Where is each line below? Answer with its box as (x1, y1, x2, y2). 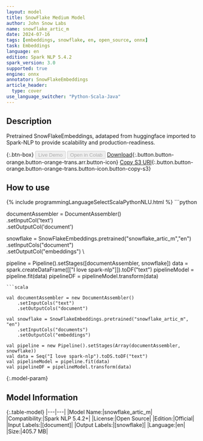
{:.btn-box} (6, 151, 35, 158)
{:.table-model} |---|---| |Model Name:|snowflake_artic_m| (6, 408, 153, 416)
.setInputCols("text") (17, 300, 75, 307)
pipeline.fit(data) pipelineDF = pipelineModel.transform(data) (6, 273, 159, 280)
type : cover (12, 88, 43, 94)
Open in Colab (69, 151, 103, 158)
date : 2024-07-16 (6, 32, 50, 38)
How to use (6, 182, 50, 193)
